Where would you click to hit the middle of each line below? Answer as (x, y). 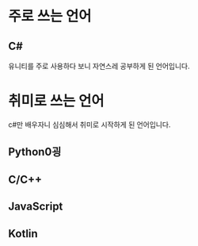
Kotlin (23, 234)
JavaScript (36, 207)
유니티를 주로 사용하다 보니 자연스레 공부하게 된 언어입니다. (99, 66)
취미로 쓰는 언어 (56, 101)
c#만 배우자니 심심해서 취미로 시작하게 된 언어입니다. (89, 125)
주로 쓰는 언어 (50, 16)
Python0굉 (35, 152)
